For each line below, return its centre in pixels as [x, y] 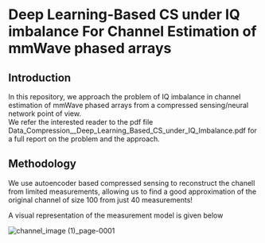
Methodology [43, 164]
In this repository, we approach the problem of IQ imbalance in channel [125, 96]
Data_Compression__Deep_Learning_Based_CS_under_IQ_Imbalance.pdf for [132, 130]
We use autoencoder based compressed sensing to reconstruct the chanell [132, 183]
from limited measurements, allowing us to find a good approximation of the [132, 191]
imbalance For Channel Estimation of [132, 31]
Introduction [40, 77]
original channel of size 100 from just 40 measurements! [101, 199]
